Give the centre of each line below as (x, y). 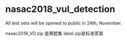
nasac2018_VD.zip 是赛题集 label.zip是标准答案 (54, 33)
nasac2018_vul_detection (60, 9)
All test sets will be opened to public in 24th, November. (64, 23)
